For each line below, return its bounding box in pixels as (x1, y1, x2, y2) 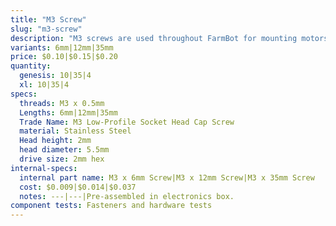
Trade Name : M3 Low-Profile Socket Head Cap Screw (19, 117, 235, 127)
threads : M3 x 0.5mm (19, 98, 105, 108)
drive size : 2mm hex (19, 154, 105, 164)
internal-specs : (10, 163, 78, 173)
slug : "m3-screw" (10, 24, 83, 34)
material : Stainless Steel (19, 126, 132, 136)
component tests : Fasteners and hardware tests (10, 201, 213, 211)
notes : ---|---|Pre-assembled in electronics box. (19, 191, 235, 201)
